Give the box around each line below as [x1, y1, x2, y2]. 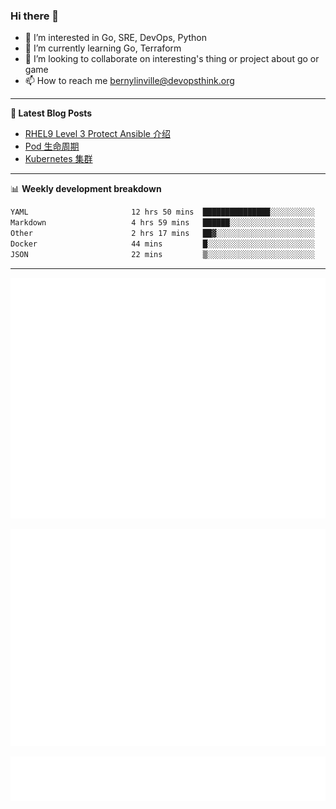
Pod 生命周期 [24, 140, 80, 153]
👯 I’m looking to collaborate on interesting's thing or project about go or [24, 53, 320, 65]
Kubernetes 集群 [24, 153, 93, 165]
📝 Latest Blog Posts [10, 107, 93, 119]
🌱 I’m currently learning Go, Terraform [24, 42, 182, 54]
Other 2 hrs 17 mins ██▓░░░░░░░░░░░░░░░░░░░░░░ [10, 229, 315, 239]
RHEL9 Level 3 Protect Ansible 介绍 [24, 128, 171, 140]
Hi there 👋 [10, 9, 60, 23]
